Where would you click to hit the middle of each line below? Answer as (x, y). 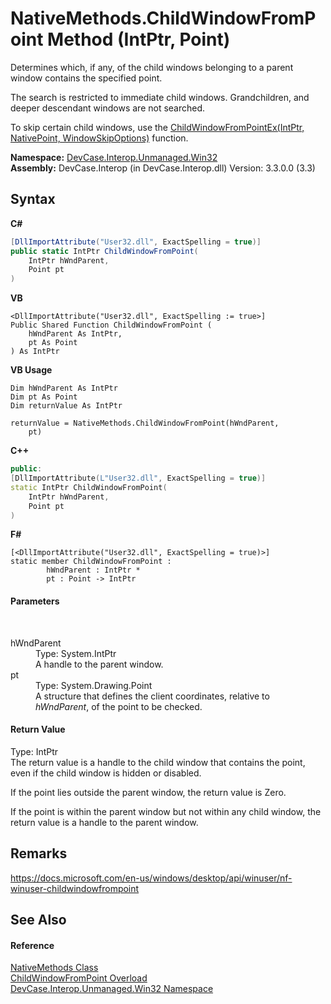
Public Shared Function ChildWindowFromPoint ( (111, 325)
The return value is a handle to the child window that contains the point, (158, 762)
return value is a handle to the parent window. (104, 822)
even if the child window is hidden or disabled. (106, 773)
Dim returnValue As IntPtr (66, 406)
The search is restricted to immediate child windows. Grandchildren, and (160, 97)
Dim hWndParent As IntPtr (64, 388)
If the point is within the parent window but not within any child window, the (166, 811)
